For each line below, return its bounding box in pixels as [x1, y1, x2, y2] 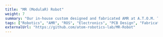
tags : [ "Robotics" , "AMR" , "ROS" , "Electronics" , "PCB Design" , [5, 20, 138, 25]
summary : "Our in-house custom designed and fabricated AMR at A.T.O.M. [5, 16, 155, 21]
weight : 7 [5, 12, 25, 16]
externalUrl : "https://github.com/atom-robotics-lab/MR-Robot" [5, 25, 136, 30]
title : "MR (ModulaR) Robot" [5, 7, 64, 12]
